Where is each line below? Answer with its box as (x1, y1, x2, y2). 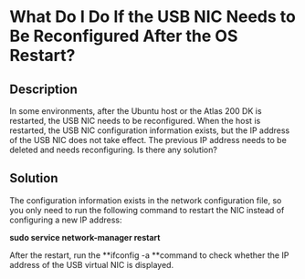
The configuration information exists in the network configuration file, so (9, 194, 282, 206)
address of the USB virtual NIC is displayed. (9, 259, 174, 270)
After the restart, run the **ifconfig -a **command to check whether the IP (9, 249, 289, 261)
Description (9, 81, 78, 97)
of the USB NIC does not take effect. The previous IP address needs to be (9, 135, 288, 145)
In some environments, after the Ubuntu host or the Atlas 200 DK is (9, 106, 262, 116)
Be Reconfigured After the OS (9, 26, 238, 46)
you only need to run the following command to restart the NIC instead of (9, 204, 285, 215)
